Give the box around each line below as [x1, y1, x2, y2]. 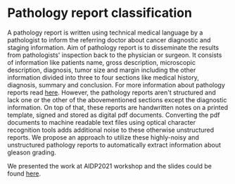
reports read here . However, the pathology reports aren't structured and [7, 88, 216, 97]
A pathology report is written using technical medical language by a [7, 28, 203, 37]
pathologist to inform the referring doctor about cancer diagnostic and [7, 35, 211, 44]
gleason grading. [7, 148, 56, 157]
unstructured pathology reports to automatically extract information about [7, 140, 222, 149]
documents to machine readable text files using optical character [7, 118, 196, 126]
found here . [7, 169, 41, 178]
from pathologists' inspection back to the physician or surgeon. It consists [7, 51, 222, 59]
